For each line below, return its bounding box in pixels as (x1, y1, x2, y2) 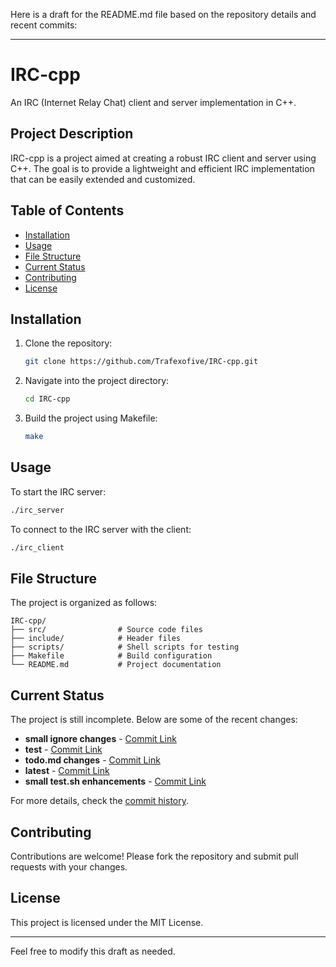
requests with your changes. (10, 861, 128, 873)
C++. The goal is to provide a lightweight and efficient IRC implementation (10, 162, 315, 174)
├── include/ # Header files (10, 634, 182, 644)
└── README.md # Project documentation (10, 660, 222, 670)
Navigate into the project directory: (24, 375, 170, 387)
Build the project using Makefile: (24, 412, 158, 424)
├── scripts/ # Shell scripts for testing (10, 642, 240, 653)
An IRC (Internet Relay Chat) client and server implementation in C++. (10, 96, 297, 108)
